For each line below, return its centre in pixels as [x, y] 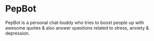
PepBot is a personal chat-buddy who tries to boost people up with [75, 22]
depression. [18, 33]
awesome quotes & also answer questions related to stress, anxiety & [77, 27]
